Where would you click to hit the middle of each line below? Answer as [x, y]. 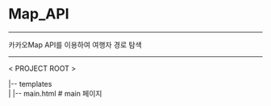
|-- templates [30, 84]
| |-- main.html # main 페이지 [55, 93]
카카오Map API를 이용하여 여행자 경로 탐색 [75, 44]
